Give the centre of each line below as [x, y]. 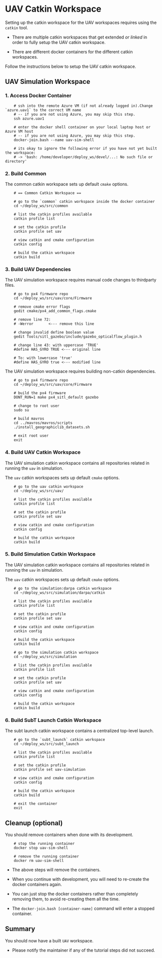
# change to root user [37, 406]
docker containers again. [37, 884]
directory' [16, 161]
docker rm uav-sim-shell [39, 860]
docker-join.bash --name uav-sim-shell [54, 140]
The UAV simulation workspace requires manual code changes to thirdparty [81, 280]
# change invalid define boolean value [54, 333]
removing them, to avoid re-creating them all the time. [66, 899]
